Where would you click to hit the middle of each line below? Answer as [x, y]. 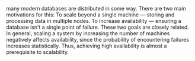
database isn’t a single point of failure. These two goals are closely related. [98, 27]
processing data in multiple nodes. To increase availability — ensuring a [94, 21]
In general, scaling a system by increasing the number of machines [88, 33]
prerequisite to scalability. [38, 52]
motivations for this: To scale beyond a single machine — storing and [90, 15]
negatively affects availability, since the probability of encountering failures [98, 40]
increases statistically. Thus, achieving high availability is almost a [87, 46]
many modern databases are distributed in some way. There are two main [96, 9]
